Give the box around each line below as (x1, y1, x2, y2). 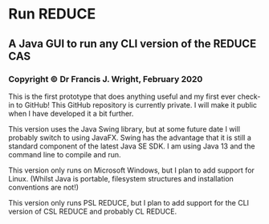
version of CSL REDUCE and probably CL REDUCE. (8, 206, 177, 216)
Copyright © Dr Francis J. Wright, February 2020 (8, 73, 203, 84)
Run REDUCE (8, 5, 96, 23)
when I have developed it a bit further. (8, 108, 134, 118)
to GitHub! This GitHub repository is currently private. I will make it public (15, 100, 258, 109)
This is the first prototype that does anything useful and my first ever (8, 92, 236, 101)
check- (237, 92, 261, 101)
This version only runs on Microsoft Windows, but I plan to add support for (8, 165, 255, 175)
